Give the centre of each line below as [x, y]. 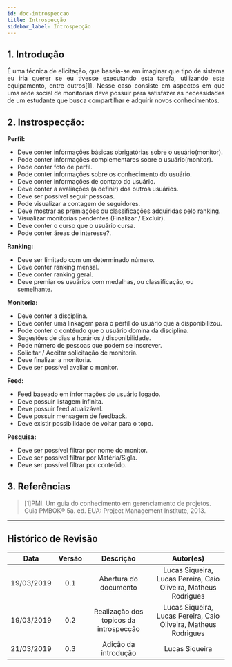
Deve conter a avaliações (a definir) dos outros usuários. [98, 189]
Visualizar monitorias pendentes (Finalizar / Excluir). [91, 218]
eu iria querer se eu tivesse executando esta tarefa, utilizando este [116, 78]
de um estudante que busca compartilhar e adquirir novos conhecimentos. [113, 100]
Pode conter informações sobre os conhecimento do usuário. [104, 174]
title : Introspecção [37, 20]
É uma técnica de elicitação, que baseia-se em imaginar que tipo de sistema [116, 71]
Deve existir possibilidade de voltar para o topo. [85, 423]
